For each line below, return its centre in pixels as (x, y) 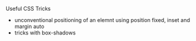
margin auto (29, 26)
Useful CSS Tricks (28, 9)
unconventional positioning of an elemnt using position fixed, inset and (102, 20)
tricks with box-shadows (45, 33)
